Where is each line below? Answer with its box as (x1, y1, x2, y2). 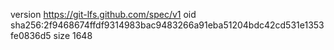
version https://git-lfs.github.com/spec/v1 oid (10, 9, 197, 20)
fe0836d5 (10, 30, 52, 41)
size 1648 (53, 30, 93, 41)
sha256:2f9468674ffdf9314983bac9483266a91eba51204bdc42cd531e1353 (10, 19, 325, 31)
